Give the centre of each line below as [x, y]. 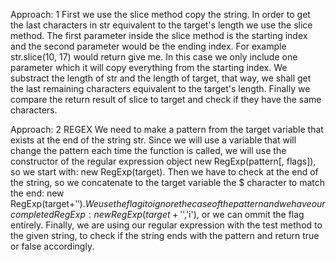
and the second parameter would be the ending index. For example [148, 46]
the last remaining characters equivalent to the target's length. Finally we [160, 88]
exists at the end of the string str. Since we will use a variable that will [153, 140]
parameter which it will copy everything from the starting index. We [149, 67]
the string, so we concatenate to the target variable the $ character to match [168, 182]
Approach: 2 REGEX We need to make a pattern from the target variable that [167, 129]
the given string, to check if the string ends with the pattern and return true [165, 235]
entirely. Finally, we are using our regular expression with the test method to [166, 225]
